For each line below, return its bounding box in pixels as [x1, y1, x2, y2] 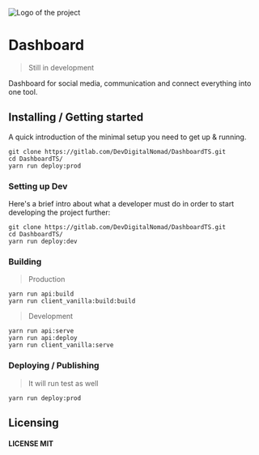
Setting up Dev [8, 181, 68, 192]
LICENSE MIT [8, 438, 54, 449]
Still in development [28, 62, 95, 72]
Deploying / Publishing [8, 360, 100, 372]
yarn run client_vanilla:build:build [8, 297, 136, 305]
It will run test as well [28, 378, 99, 388]
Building [8, 256, 42, 267]
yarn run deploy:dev [8, 237, 79, 246]
